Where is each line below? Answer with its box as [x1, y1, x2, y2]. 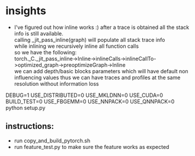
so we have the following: [14, 48, 77, 56]
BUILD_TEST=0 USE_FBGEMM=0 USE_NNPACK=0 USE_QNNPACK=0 [5, 97, 175, 105]
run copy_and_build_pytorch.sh [14, 137, 91, 144]
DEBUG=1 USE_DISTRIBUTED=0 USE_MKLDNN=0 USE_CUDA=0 [5, 92, 164, 99]
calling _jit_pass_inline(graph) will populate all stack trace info [14, 36, 165, 43]
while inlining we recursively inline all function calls [14, 43, 139, 50]
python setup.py [5, 104, 46, 111]
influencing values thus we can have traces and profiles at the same [14, 74, 181, 81]
